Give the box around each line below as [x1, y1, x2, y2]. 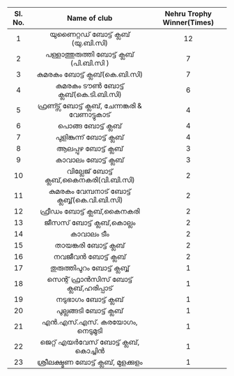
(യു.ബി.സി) [71, 38, 109, 47]
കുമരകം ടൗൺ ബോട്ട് [55, 81, 124, 90]
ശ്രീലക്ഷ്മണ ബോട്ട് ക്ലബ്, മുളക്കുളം [37, 357, 143, 367]
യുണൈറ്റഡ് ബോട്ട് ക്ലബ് [49, 29, 130, 39]
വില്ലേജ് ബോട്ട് [66, 167, 114, 176]
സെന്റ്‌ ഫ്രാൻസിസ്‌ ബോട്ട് [47, 275, 133, 284]
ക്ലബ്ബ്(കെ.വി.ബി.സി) [56, 195, 123, 204]
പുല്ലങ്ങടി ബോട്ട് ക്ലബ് [56, 306, 123, 315]
